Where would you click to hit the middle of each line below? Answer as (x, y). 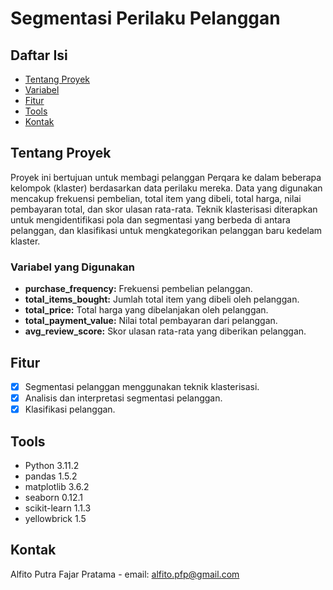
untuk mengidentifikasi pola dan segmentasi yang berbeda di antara (150, 219)
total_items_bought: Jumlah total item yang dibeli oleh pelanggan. (162, 299)
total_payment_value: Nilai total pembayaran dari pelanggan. (151, 321)
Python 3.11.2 (52, 465)
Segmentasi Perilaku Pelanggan (145, 18)
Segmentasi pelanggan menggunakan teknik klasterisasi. (142, 386)
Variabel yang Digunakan (72, 267)
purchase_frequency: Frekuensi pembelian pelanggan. (138, 289)
